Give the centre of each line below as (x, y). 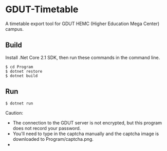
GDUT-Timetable (42, 9)
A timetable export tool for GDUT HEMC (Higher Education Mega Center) (82, 24)
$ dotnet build (22, 76)
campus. (15, 29)
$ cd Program (19, 67)
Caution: (14, 113)
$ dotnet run (19, 103)
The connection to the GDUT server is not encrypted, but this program (87, 123)
